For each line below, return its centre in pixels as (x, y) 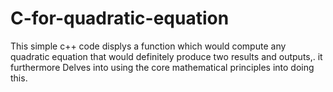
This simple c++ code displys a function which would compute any (148, 46)
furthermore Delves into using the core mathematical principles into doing (162, 67)
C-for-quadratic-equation (120, 18)
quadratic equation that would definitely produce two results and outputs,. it (166, 56)
